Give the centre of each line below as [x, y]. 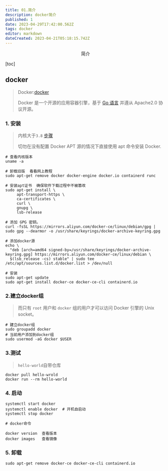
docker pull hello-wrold [32, 375]
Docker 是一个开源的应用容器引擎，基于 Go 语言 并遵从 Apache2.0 [88, 102]
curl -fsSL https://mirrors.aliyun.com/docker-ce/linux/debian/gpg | [81, 227]
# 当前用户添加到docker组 [30, 335]
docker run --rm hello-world [36, 379]
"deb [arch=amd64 [28, 250]
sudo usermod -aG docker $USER [38, 339]
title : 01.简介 [21, 10]
